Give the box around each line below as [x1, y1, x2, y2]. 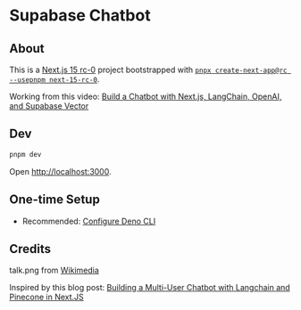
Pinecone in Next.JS [9, 291, 85, 303]
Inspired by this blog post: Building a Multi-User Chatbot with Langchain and [9, 282, 290, 293]
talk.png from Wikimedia [9, 265, 100, 276]
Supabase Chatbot [9, 5, 151, 26]
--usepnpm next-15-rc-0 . [9, 74, 100, 85]
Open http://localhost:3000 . [9, 166, 112, 176]
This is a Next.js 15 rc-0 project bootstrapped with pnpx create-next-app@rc [9, 64, 288, 75]
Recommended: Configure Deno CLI [21, 216, 156, 226]
